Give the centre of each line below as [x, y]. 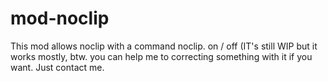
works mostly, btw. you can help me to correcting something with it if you [161, 56]
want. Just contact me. [57, 67]
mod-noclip [60, 18]
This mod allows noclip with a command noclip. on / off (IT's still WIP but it [164, 46]
